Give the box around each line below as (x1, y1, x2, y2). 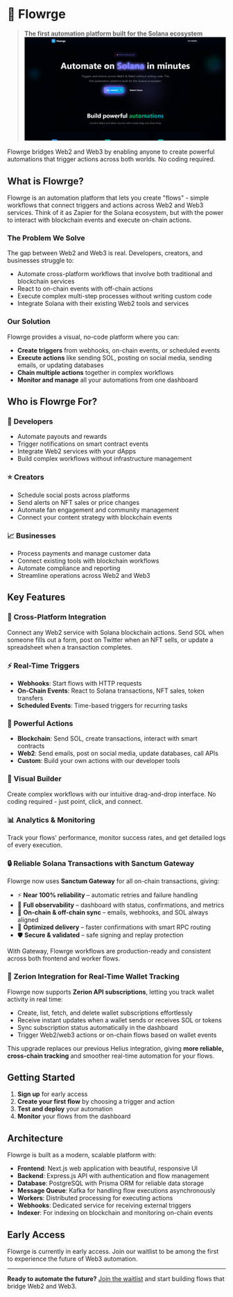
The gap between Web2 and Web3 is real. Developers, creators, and (7, 249, 203, 257)
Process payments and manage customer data (17, 549, 151, 558)
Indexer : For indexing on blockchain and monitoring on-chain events (17, 1209, 214, 1217)
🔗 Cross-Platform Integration (7, 612, 107, 622)
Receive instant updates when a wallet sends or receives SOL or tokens (17, 1015, 222, 1024)
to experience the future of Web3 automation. (7, 1255, 138, 1263)
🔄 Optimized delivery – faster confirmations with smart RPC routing (17, 923, 212, 931)
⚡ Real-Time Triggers (7, 661, 80, 670)
